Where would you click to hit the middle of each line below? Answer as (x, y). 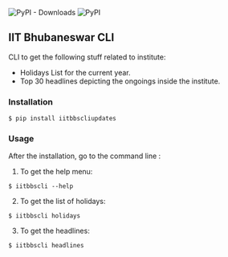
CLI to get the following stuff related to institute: (87, 57)
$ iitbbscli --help (41, 186)
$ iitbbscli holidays (45, 216)
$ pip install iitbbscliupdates (62, 119)
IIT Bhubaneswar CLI (61, 37)
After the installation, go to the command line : (85, 156)
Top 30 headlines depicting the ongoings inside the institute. (120, 81)
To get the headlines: (55, 231)
